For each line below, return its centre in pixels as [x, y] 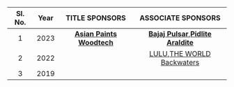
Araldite [180, 42]
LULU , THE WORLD [180, 54]
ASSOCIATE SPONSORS [180, 18]
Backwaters [180, 62]
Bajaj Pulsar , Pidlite [180, 34]
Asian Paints [95, 34]
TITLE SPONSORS [96, 18]
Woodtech [96, 42]
